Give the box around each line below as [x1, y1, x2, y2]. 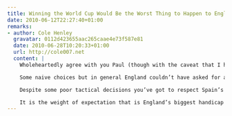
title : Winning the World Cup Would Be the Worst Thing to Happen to [7, 10, 212, 17]
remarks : [7, 23, 32, 30]
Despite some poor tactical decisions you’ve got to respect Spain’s [19, 86, 224, 93]
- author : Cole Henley [7, 29, 72, 37]
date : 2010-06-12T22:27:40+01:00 [7, 17, 104, 23]
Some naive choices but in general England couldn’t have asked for [19, 74, 221, 81]
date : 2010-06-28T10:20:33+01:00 [13, 42, 110, 49]
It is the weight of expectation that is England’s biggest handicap [19, 99, 224, 106]
